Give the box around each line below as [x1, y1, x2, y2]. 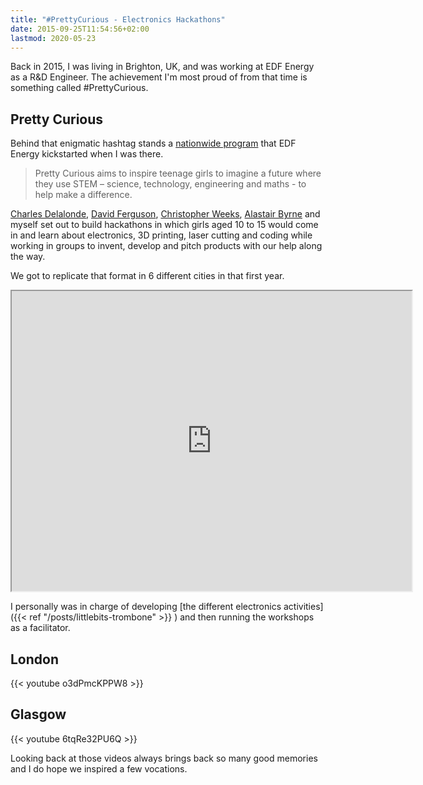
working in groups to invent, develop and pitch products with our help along [10, 240, 323, 252]
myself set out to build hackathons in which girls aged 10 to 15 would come [10, 219, 319, 231]
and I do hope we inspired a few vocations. [10, 762, 188, 775]
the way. [10, 251, 46, 263]
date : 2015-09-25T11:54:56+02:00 [10, 24, 150, 34]
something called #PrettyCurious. [10, 82, 149, 94]
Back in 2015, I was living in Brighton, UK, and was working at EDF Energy [10, 61, 315, 73]
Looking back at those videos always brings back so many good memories [10, 752, 318, 764]
